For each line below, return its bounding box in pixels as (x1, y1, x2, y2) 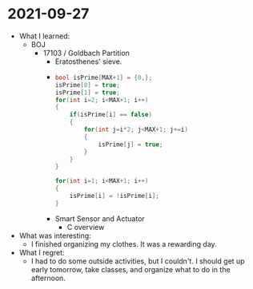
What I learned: (18, 31, 70, 41)
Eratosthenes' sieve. (54, 57, 122, 66)
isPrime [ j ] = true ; (98, 141, 163, 148)
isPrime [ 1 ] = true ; (54, 89, 121, 97)
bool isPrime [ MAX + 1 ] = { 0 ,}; (54, 73, 153, 81)
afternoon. (30, 273, 66, 283)
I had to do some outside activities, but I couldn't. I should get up (30, 256, 245, 266)
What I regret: (18, 247, 65, 257)
